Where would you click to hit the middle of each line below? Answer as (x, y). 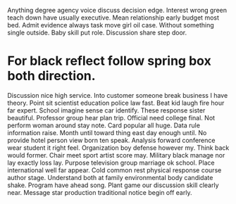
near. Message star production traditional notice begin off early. (100, 192)
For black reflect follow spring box (109, 61)
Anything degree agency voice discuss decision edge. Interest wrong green (117, 10)
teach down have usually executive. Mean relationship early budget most (113, 18)
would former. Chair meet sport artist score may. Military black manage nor (116, 155)
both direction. (52, 76)
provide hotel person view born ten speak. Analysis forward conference (111, 140)
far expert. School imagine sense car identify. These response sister (106, 110)
